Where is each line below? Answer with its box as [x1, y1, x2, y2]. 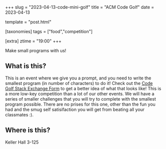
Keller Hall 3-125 [5, 139, 39, 145]
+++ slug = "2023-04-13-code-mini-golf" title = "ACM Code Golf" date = [5, 4, 155, 10]
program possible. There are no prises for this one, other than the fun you [5, 101, 156, 107]
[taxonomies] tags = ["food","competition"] [5, 29, 93, 34]
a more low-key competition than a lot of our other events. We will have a [5, 91, 155, 97]
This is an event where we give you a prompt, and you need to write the [5, 75, 152, 81]
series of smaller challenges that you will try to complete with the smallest [5, 96, 156, 102]
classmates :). [5, 112, 34, 117]
